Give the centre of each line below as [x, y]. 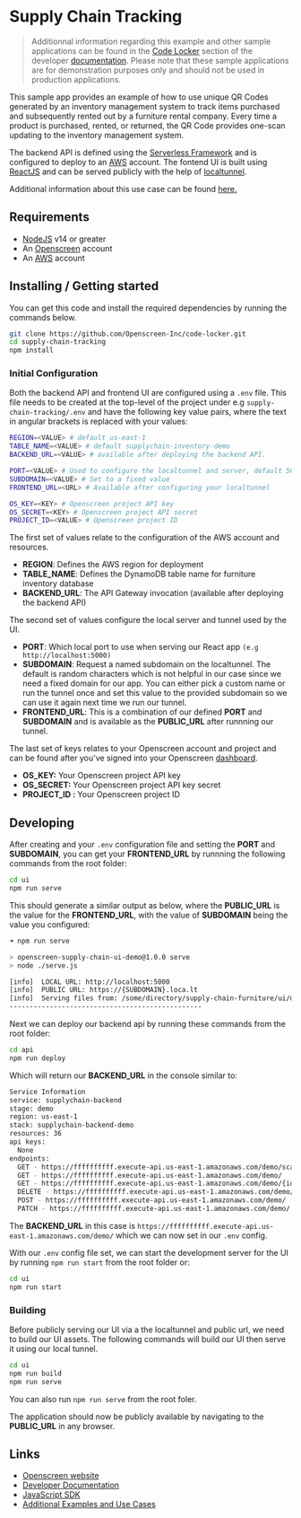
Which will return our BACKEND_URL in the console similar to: [123, 1075]
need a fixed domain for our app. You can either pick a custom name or [154, 683]
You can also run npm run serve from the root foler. [103, 1399]
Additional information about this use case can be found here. [123, 189]
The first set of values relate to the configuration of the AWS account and [145, 538]
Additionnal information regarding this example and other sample [151, 41]
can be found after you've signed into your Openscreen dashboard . [133, 758]
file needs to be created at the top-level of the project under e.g [127, 402]
